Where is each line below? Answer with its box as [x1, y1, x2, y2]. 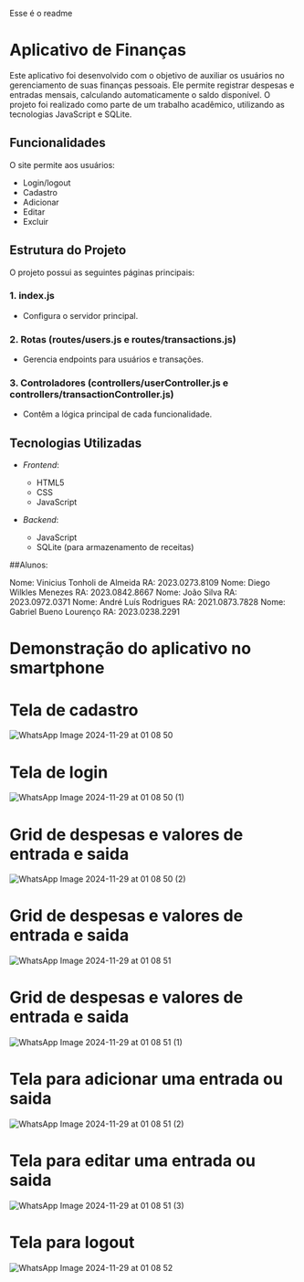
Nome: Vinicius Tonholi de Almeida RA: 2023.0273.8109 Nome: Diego [9, 577, 271, 588]
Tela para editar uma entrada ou [9, 1150, 256, 1171]
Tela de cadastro [9, 699, 139, 720]
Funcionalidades [9, 135, 107, 151]
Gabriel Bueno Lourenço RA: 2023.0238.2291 [9, 607, 181, 618]
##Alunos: [9, 559, 48, 570]
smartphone [9, 658, 105, 679]
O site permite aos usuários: [9, 159, 116, 170]
